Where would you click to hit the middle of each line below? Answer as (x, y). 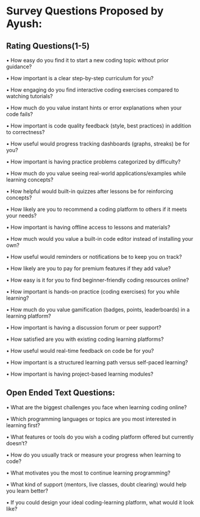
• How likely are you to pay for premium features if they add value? (89, 268)
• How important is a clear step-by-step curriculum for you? (80, 78)
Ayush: (24, 24)
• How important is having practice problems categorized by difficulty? (93, 162)
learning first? (23, 425)
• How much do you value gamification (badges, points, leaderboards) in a (98, 309)
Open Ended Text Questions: (61, 393)
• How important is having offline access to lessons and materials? (88, 227)
